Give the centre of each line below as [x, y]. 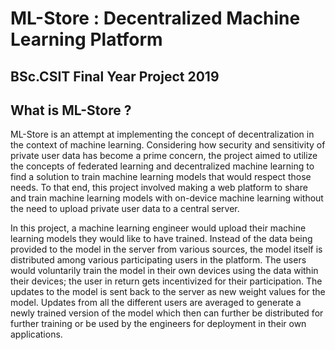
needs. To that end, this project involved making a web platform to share [159, 188]
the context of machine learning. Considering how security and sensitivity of [168, 145]
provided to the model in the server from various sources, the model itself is [166, 249]
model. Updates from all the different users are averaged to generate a [156, 303]
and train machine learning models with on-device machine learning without [167, 198]
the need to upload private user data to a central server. [125, 209]
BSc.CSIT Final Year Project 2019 [115, 76]
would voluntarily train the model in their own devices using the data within [164, 271]
